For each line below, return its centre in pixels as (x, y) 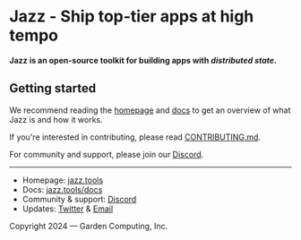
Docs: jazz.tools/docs (62, 189)
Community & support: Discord (79, 199)
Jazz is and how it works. (56, 119)
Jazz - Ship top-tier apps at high (132, 17)
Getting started (53, 88)
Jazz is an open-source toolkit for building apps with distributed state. (143, 60)
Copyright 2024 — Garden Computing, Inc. (89, 226)
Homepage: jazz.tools (63, 180)
